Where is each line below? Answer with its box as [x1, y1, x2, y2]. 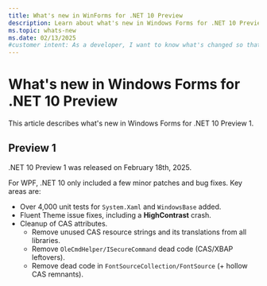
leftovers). [31, 252, 65, 262]
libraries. [31, 235, 61, 245]
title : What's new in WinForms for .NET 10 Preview [8, 11, 183, 20]
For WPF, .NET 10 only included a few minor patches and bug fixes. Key [8, 178, 242, 187]
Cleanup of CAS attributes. [19, 218, 108, 228]
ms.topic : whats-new [8, 26, 77, 34]
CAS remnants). [31, 269, 83, 279]
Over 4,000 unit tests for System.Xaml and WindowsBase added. [19, 202, 222, 211]
